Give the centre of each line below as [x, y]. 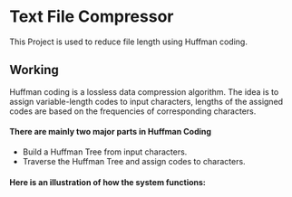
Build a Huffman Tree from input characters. [105, 152]
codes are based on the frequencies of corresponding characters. [133, 111]
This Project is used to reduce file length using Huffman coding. [128, 42]
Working [34, 70]
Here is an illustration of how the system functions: [108, 182]
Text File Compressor [92, 17]
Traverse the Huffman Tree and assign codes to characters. [134, 161]
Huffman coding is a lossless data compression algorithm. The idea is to [144, 91]
